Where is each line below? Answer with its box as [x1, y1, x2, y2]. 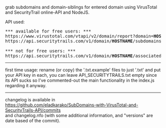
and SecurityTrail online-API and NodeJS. [5, 9, 90, 15]
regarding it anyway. [5, 83, 47, 88]
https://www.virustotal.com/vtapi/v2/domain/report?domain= [5, 33, 154, 39]
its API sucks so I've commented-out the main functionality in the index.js [5, 77, 155, 83]
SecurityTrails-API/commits [5, 107, 61, 113]
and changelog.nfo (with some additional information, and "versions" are [5, 113, 153, 118]
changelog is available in [5, 97, 55, 102]
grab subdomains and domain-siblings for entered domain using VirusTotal [5, 4, 157, 10]
